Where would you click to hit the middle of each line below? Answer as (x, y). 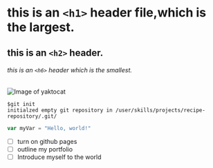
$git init (21, 104)
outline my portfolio (45, 149)
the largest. (41, 27)
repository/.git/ (32, 116)
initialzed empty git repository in (60, 110)
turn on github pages (47, 141)
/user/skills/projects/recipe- (160, 110)
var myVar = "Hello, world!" (49, 128)
